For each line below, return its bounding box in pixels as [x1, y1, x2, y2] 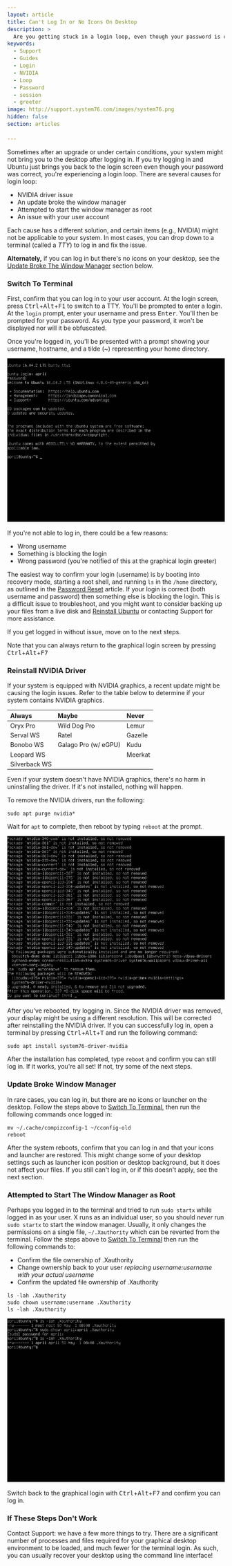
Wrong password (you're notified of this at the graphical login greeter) [17, 557, 217, 565]
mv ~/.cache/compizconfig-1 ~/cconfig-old [7, 1124, 131, 1131]
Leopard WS [10, 750, 46, 759]
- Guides [13, 55, 39, 62]
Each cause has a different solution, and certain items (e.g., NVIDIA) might [7, 225, 219, 234]
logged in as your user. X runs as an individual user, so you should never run [7, 1213, 224, 1222]
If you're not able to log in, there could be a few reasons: [7, 528, 168, 537]
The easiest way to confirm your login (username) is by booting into [7, 570, 200, 578]
